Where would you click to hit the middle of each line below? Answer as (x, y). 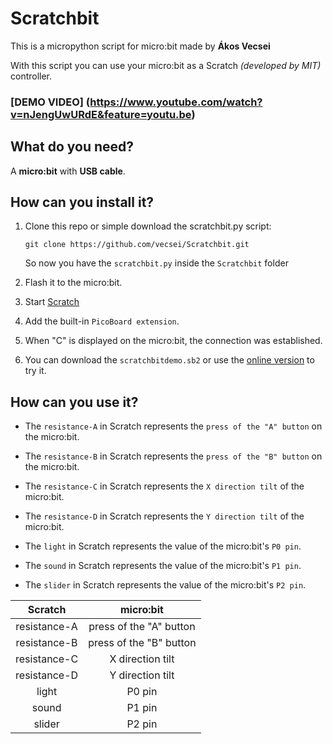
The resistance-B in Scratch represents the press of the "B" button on (173, 456)
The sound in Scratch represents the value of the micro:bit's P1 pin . (163, 566)
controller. (31, 76)
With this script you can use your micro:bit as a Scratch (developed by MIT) (166, 65)
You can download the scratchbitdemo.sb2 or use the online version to (169, 360)
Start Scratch (52, 302)
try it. (35, 371)
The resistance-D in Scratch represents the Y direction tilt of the (164, 516)
